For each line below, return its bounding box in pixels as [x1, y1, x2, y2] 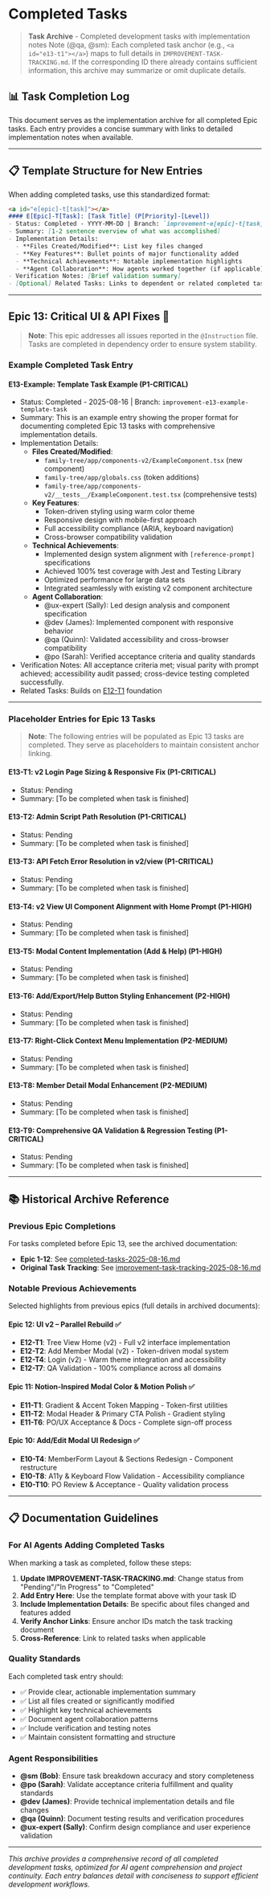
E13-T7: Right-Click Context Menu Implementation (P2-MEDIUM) [8, 1036, 228, 1045]
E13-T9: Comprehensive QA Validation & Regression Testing [8, 1126, 213, 1135]
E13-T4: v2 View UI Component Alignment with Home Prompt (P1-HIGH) [8, 901, 252, 911]
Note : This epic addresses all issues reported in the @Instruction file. [27, 331, 259, 340]
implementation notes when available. [8, 132, 134, 141]
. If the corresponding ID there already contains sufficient [67, 57, 258, 67]
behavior [43, 626, 74, 636]
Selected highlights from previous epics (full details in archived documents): [8, 1301, 260, 1310]
